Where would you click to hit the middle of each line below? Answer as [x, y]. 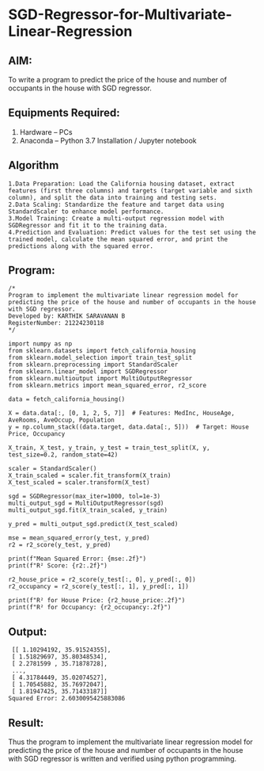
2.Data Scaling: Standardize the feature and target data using [116, 204]
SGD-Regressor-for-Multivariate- [120, 15]
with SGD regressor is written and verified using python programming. [123, 759]
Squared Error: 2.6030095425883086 [67, 699]
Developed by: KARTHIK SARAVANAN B [67, 316]
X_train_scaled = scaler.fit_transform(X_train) [90, 476]
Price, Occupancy [37, 434]
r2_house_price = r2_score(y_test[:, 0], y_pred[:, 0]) [102, 580]
